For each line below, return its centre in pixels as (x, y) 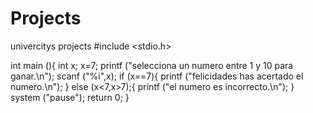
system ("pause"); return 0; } (70, 97)
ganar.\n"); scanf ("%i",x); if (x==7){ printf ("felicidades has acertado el (157, 76)
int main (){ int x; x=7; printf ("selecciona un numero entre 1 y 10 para (152, 65)
